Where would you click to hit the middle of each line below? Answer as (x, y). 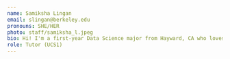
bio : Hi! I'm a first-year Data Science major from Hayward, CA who (107, 39)
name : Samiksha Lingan (39, 13)
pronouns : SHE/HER (33, 26)
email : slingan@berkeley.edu (49, 20)
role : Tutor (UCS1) (35, 45)
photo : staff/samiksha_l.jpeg (50, 32)
